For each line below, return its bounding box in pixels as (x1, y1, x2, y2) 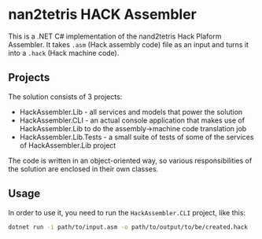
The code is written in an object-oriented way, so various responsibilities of (8, 156, 253, 165)
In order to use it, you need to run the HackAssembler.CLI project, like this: (8, 208, 246, 217)
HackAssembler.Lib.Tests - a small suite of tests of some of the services (19, 132, 254, 142)
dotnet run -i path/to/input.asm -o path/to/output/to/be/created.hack (8, 222, 248, 231)
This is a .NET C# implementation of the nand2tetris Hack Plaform (8, 31, 222, 41)
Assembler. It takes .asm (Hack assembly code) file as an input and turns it (8, 39, 249, 49)
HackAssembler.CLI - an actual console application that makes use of (19, 116, 245, 125)
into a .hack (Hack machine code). (8, 48, 120, 57)
